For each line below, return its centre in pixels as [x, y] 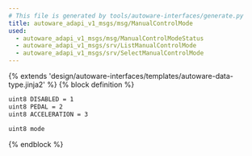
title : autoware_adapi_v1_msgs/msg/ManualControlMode [101, 23]
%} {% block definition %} [91, 84]
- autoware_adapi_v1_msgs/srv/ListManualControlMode [106, 46]
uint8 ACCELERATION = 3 [48, 114]
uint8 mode [27, 129]
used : [17, 31]
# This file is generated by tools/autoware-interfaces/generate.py [126, 16]
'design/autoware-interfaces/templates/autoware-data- [141, 76]
